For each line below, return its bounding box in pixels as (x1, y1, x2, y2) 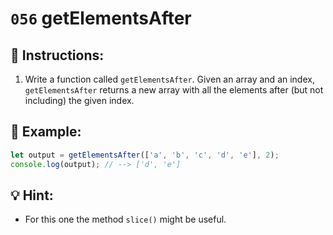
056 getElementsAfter (10, 7, 192, 30)
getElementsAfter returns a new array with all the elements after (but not (24, 84, 324, 96)
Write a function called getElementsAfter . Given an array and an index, (24, 73, 315, 85)
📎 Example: (10, 123, 82, 141)
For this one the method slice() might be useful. (24, 213, 227, 226)
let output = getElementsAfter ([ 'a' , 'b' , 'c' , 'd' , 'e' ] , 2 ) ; (10, 150, 280, 160)
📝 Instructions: (10, 47, 105, 64)
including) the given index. (24, 95, 135, 106)
